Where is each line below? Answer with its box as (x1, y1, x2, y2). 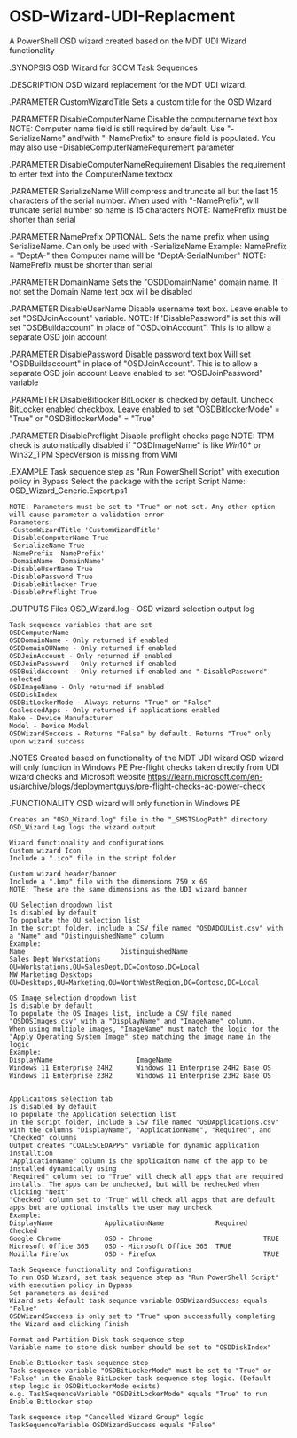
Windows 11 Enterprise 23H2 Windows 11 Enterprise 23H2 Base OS (9, 1071, 272, 1080)
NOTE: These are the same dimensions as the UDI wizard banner (9, 884, 248, 893)
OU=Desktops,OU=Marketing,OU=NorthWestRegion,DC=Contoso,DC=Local (9, 978, 260, 986)
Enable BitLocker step (9, 1397, 93, 1406)
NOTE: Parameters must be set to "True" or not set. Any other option (9, 502, 276, 511)
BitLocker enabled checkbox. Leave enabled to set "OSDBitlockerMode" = (9, 404, 281, 414)
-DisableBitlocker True (9, 579, 98, 589)
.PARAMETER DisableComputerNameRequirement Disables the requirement (9, 159, 285, 169)
